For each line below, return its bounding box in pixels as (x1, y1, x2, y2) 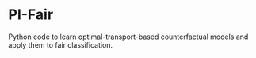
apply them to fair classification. (8, 40, 113, 49)
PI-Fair (8, 6, 54, 24)
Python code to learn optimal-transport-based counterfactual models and (8, 32, 249, 41)
